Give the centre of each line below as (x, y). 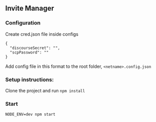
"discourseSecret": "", (35, 48)
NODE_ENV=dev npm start (30, 114)
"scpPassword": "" (29, 52)
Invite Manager (30, 8)
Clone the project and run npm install (45, 90)
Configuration (23, 23)
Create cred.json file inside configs (42, 34)
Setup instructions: (30, 80)
